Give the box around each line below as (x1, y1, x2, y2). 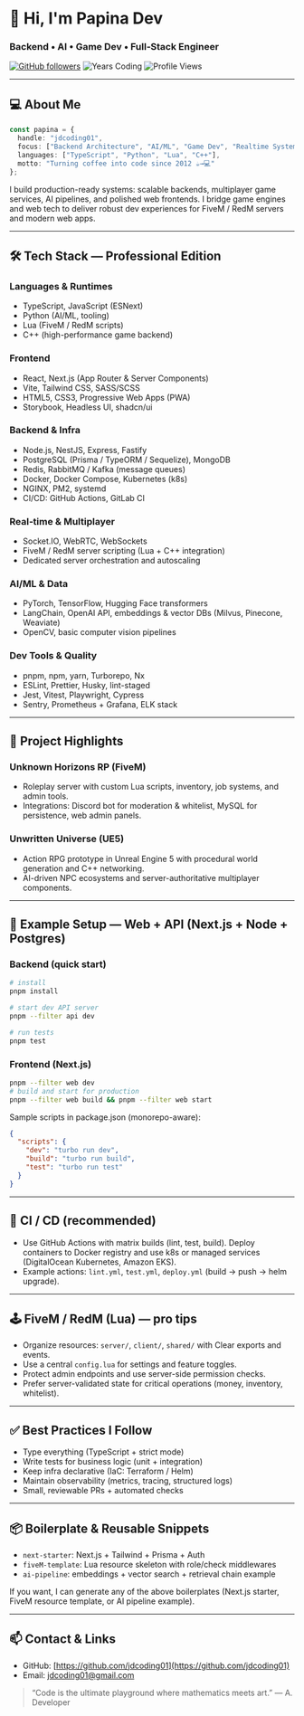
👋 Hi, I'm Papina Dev (9, 8, 163, 29)
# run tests (9, 1028, 54, 1037)
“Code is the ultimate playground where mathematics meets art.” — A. (31, 1687, 293, 1698)
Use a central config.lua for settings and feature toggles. (22, 1359, 237, 1370)
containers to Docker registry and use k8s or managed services (22, 1247, 261, 1257)
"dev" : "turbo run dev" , (25, 1146, 119, 1155)
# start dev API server (9, 1003, 100, 1012)
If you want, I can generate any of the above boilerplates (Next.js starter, (9, 1586, 280, 1597)
